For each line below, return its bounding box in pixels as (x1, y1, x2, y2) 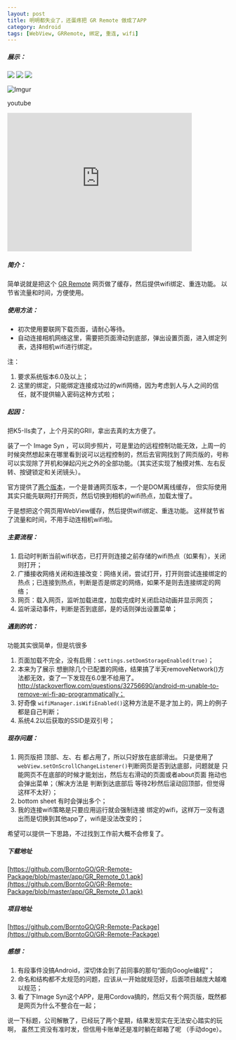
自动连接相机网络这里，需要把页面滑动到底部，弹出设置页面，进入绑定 (17, 334, 221, 342)
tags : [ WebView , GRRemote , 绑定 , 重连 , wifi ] (7, 30, 139, 37)
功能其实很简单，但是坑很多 (7, 641, 88, 649)
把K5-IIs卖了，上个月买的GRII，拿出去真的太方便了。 (7, 426, 160, 435)
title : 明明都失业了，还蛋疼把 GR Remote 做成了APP (7, 17, 147, 24)
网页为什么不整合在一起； (23, 1001, 98, 1010)
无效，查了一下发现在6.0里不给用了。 (29, 673, 138, 683)
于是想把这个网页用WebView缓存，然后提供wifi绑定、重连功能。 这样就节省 (7, 507, 225, 515)
